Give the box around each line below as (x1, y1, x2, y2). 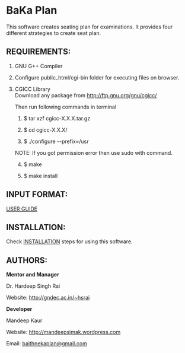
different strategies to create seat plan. (6, 29, 101, 36)
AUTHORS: (6, 255, 48, 265)
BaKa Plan (6, 4, 58, 17)
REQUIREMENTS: (6, 47, 71, 57)
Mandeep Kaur (6, 317, 43, 324)
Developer (6, 306, 33, 313)
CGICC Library (14, 85, 50, 93)
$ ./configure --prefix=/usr (23, 138, 89, 145)
